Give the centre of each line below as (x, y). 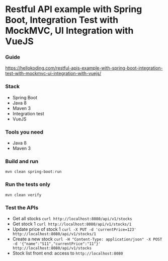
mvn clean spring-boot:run (33, 172)
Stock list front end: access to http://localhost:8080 (68, 253)
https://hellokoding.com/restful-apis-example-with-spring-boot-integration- (84, 68)
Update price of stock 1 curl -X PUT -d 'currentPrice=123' (74, 229)
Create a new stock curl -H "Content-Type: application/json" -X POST (87, 239)
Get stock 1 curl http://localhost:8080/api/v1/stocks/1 (72, 224)
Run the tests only (28, 184)
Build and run (22, 161)
